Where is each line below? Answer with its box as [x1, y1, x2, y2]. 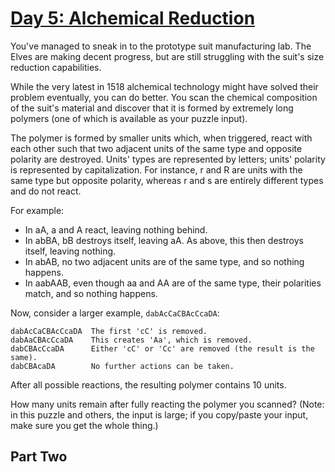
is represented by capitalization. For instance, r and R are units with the [10, 163, 303, 176]
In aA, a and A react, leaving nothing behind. [24, 223, 208, 236]
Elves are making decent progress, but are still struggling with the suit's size [10, 50, 325, 62]
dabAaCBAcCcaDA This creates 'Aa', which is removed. [10, 335, 253, 345]
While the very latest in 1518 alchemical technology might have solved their [10, 80, 319, 92]
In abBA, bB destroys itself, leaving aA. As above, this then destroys [24, 234, 304, 246]
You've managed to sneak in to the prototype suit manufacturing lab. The [10, 40, 312, 52]
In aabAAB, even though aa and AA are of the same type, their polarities [24, 277, 322, 289]
